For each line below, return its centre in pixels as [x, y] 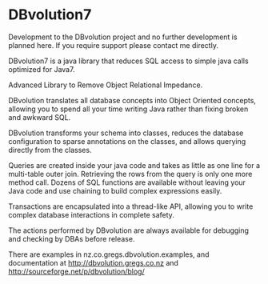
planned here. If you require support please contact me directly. [113, 45]
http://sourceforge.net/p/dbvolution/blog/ [77, 271]
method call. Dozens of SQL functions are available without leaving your [127, 182]
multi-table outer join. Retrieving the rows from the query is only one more [130, 174]
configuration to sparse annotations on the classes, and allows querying [127, 141]
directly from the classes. [50, 150]
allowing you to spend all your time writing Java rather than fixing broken [128, 109]
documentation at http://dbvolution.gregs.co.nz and [93, 262]
